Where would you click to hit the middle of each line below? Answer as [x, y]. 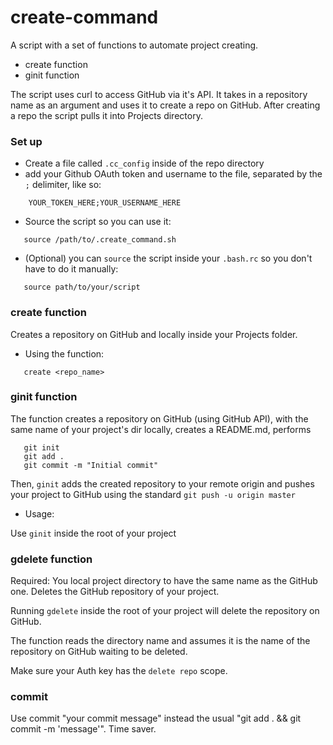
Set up [26, 141]
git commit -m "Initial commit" [91, 465]
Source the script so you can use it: [98, 222]
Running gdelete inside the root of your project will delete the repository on [165, 611]
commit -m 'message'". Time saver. [83, 729]
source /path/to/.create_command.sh [100, 240]
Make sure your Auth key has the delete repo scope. [119, 671]
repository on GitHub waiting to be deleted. [99, 652]
